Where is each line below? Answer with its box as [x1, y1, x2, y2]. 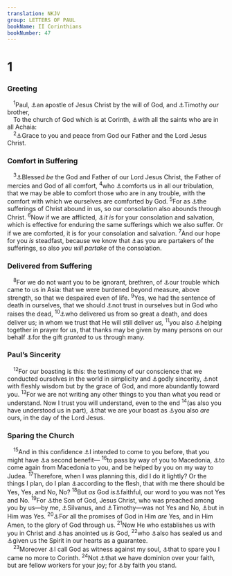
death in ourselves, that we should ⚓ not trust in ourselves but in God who [7, 301, 218, 309]
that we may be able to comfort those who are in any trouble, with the [7, 188, 206, 197]
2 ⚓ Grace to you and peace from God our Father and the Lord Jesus [13, 130, 207, 140]
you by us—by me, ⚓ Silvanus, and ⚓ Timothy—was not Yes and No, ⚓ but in [7, 503, 224, 512]
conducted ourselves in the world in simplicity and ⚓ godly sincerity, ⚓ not [7, 375, 218, 383]
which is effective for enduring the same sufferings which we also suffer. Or [7, 220, 224, 228]
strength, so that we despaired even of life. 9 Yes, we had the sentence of [7, 292, 216, 302]
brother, [7, 108, 30, 116]
